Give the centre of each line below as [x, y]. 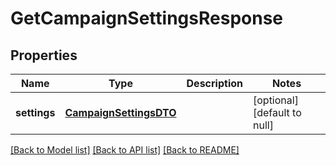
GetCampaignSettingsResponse [146, 18]
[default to [277, 112]
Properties [44, 55]
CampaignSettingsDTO [120, 112]
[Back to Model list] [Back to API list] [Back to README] [125, 150]
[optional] [275, 100]
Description [214, 83]
